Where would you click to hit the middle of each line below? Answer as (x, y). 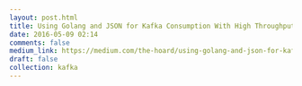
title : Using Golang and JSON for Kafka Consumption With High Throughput (152, 26)
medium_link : (34, 51)
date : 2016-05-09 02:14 (54, 34)
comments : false (40, 43)
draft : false (34, 59)
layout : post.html (44, 17)
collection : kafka (44, 68)
